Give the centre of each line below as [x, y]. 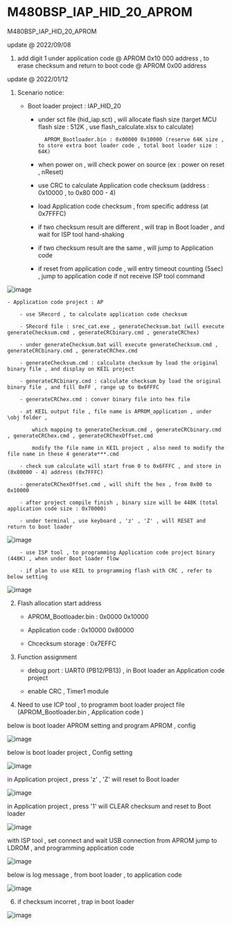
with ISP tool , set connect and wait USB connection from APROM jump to [112, 840]
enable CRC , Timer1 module [68, 691]
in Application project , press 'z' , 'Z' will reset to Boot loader [93, 779]
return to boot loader [40, 527]
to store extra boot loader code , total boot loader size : [128, 145]
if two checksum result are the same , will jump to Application [125, 248]
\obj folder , [28, 417]
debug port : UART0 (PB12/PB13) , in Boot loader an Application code [126, 670]
